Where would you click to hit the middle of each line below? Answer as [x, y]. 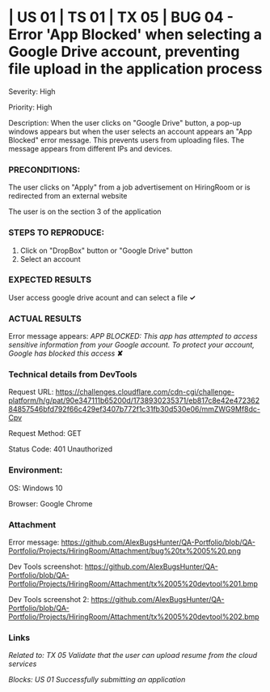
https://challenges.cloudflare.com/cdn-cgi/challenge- [145, 392]
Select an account [50, 258]
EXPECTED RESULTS [50, 280]
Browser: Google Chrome [51, 503]
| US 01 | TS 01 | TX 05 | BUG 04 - [121, 17]
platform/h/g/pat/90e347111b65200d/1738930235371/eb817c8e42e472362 [134, 400]
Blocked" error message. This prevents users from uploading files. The [127, 140]
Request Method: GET [45, 434]
